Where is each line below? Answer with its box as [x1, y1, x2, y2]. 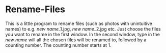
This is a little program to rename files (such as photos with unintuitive [5, 20, 153, 26]
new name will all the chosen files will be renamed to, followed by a [5, 37, 147, 43]
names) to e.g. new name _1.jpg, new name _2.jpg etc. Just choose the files [5, 25, 161, 32]
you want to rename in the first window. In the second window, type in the [5, 31, 160, 37]
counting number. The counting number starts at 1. [5, 42, 112, 48]
